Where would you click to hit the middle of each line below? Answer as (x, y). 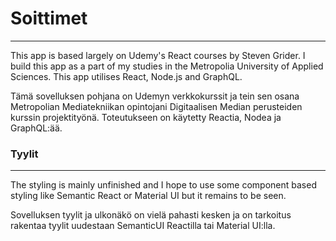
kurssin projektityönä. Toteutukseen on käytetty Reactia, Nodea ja (146, 117)
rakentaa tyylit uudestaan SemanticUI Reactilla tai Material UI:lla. (143, 226)
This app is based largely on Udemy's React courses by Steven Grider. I (158, 55)
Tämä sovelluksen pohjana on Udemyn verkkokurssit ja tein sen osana (155, 96)
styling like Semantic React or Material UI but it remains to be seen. (148, 196)
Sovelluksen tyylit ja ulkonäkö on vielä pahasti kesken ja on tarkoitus (151, 215)
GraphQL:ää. (36, 128)
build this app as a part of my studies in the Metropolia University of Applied (167, 66)
